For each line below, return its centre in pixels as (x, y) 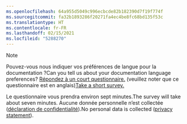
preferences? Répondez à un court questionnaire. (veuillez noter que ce (93, 79)
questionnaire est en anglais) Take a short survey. (65, 85)
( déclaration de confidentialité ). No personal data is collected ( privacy (89, 109)
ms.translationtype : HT (35, 22)
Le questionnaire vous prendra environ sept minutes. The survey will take (93, 97)
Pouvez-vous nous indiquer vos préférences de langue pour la (81, 67)
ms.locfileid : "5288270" (36, 39)
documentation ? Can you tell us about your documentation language (89, 73)
